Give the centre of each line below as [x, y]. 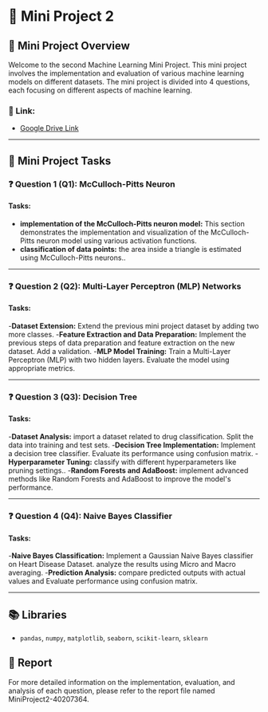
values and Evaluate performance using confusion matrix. [103, 581]
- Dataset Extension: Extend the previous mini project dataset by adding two [134, 325]
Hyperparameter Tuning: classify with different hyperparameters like [122, 462]
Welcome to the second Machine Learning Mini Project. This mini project [128, 65]
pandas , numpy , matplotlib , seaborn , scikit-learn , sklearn [114, 638]
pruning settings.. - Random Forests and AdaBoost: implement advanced [128, 470]
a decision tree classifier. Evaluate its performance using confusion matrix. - [134, 454]
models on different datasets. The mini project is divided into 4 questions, [129, 82]
